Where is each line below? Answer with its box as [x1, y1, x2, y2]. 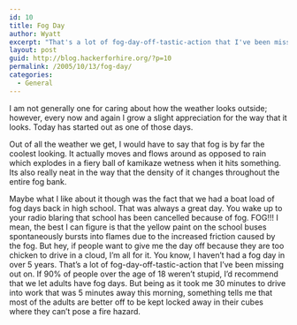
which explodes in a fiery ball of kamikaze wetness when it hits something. [9, 157, 281, 168]
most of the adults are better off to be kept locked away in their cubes [9, 297, 263, 307]
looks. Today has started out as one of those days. [9, 121, 194, 132]
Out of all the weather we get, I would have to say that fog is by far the [9, 139, 265, 149]
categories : [9, 71, 53, 79]
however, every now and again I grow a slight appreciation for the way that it [9, 112, 287, 123]
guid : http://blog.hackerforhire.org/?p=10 [9, 54, 172, 63]
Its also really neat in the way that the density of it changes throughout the [9, 167, 280, 178]
